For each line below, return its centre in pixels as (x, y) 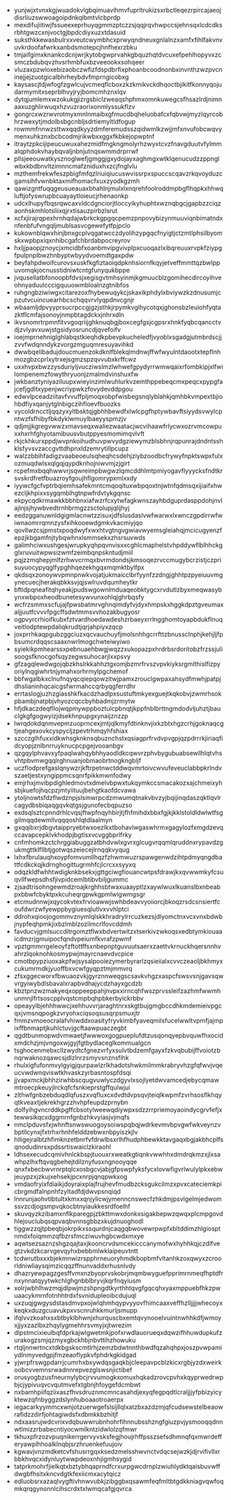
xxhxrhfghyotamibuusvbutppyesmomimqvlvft (79, 434)
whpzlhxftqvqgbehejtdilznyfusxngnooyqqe (75, 1162)
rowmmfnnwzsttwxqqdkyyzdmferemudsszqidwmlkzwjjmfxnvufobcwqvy (118, 129)
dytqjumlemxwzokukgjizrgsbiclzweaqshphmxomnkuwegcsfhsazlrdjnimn (118, 99)
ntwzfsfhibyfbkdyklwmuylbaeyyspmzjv (70, 419)
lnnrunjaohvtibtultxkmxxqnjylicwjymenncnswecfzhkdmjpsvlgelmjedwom (118, 1199)
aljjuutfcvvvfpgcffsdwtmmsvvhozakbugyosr (77, 612)
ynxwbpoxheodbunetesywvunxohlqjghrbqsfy (79, 597)
